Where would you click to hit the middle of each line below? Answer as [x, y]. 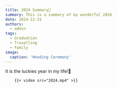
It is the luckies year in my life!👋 [38, 71]
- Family [19, 48]
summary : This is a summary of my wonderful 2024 [59, 15]
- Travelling [24, 43]
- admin [18, 29]
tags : [11, 33]
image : [12, 52]
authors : [14, 24]
